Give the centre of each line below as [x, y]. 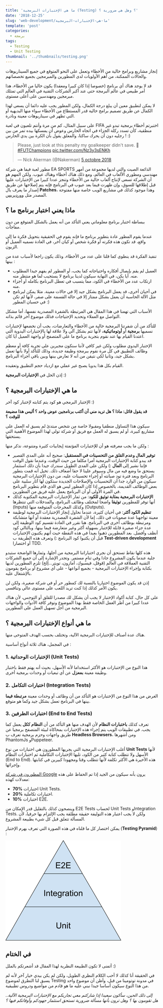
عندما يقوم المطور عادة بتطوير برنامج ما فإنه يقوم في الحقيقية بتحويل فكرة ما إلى [79, 237]
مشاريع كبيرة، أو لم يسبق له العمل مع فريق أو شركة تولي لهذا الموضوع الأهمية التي [80, 431]
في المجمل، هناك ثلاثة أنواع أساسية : [39, 644]
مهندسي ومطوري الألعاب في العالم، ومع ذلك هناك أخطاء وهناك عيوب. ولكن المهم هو [81, 174]
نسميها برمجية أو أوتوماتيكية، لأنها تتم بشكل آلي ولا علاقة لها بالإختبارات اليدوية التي [79, 331]
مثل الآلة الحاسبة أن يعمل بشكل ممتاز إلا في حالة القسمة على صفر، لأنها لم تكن [84, 297]
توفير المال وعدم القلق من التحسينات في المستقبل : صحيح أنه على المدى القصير [84, 455]
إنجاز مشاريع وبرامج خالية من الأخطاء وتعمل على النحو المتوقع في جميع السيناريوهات [81, 71]
